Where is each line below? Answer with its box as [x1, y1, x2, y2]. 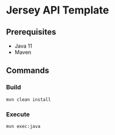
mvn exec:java [6, 123, 41, 129]
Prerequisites [6, 27, 56, 37]
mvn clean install [6, 96, 51, 103]
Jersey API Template [6, 4, 110, 17]
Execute [6, 110, 31, 118]
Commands [6, 66, 50, 76]
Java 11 [14, 42, 32, 49]
